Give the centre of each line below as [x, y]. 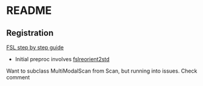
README [29, 11]
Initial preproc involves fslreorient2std [62, 59]
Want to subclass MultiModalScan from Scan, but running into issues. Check [102, 71]
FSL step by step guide [35, 47]
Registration [30, 33]
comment [18, 77]
